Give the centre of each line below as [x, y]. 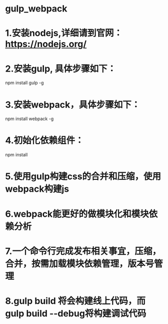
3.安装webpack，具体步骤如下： [73, 104]
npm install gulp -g [24, 83]
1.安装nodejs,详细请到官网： [64, 33]
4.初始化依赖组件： [44, 140]
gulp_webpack [36, 9]
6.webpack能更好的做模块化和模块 [77, 214]
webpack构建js [37, 189]
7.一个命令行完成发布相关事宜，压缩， [83, 251]
